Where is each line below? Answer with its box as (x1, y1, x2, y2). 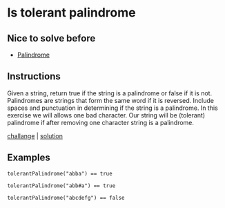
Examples (7, 152, 50, 164)
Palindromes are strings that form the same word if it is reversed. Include (7, 96, 214, 104)
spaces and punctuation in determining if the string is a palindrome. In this (7, 104, 219, 112)
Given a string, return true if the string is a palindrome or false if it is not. (7, 88, 213, 97)
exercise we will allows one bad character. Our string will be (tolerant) (7, 111, 206, 119)
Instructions (7, 70, 61, 82)
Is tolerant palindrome (7, 5, 136, 21)
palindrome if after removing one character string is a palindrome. (7, 118, 195, 126)
